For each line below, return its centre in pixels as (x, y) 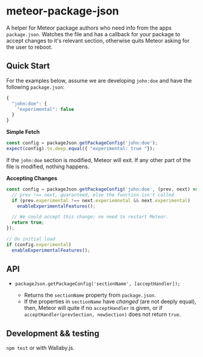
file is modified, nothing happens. (48, 166)
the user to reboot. (29, 47)
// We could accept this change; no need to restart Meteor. (90, 217)
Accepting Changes (32, 178)
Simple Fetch (23, 132)
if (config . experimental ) (39, 245)
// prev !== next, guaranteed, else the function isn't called (93, 195)
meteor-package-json (63, 11)
